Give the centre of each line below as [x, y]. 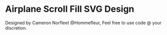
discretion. [16, 28]
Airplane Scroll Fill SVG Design [70, 9]
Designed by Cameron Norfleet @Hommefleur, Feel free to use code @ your [83, 23]
